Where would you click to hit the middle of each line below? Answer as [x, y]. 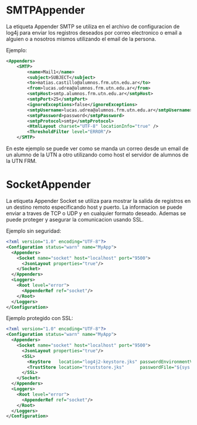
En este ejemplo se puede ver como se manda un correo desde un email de [97, 149]
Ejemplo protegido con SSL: [40, 318]
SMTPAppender [45, 10]
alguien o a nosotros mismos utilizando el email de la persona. [81, 39]
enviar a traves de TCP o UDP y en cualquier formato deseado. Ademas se [96, 213]
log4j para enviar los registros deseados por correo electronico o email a [94, 32]
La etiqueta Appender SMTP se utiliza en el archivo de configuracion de [93, 26]
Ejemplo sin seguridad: [34, 231]
